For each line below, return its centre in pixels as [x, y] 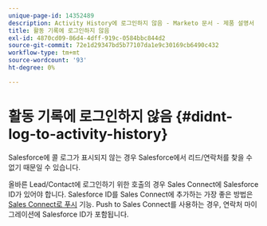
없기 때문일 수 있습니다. [45, 167]
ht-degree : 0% [32, 68]
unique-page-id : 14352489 [51, 16]
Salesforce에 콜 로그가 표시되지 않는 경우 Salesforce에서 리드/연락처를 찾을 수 [130, 157]
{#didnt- [204, 116]
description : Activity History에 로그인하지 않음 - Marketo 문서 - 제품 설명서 [132, 23]
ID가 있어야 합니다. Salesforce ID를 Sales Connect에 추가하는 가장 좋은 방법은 [131, 194]
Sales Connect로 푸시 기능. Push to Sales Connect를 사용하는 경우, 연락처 [126, 204]
